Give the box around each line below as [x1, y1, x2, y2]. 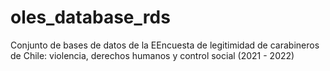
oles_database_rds [10, 6, 171, 29]
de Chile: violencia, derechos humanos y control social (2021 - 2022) [10, 49, 295, 61]
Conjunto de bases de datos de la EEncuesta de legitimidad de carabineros [10, 39, 320, 51]
